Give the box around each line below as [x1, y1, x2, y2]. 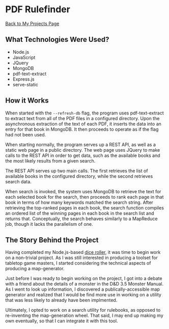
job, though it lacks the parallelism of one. [5, 221, 93, 227]
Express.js [12, 76, 35, 82]
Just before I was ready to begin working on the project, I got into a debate [5, 275, 162, 281]
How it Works [5, 96, 49, 105]
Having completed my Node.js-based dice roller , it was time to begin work [5, 249, 161, 255]
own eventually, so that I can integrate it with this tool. [5, 318, 118, 324]
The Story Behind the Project [5, 236, 99, 244]
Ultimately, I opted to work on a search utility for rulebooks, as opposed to [5, 307, 161, 313]
